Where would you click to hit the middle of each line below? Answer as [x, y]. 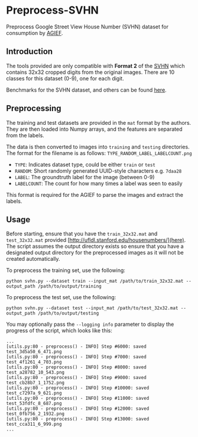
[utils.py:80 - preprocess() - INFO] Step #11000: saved [78, 399]
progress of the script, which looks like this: [59, 331]
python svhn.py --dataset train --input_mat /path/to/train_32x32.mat [95, 281]
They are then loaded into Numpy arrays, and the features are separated [94, 129]
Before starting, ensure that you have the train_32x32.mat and [82, 234]
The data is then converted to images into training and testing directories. [98, 147]
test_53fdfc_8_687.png [34, 404]
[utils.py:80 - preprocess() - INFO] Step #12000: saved [78, 409]
